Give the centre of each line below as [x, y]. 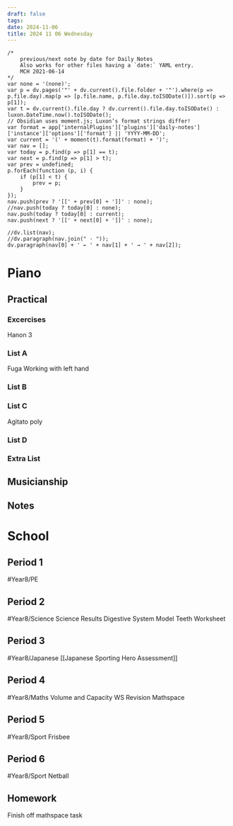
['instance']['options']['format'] [60, 134]
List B [17, 387]
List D [17, 440]
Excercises [26, 319]
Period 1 [25, 562]
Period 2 [26, 602]
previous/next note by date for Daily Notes [86, 60]
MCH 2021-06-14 [42, 72]
